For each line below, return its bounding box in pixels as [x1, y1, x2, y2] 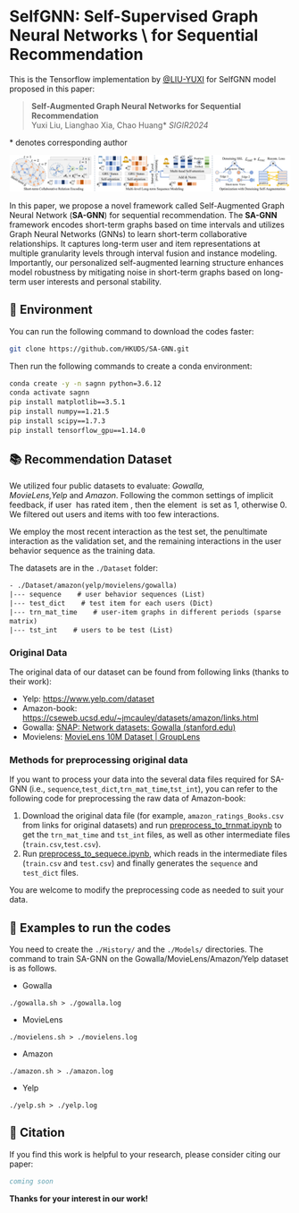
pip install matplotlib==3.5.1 [9, 398, 126, 407]
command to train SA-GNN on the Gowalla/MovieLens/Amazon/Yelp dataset [9, 954, 289, 964]
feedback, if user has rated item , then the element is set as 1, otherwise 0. [9, 499, 287, 510]
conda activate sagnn [9, 388, 90, 397]
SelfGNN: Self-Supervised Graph [9, 6, 259, 27]
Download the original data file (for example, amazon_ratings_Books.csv [21, 810, 284, 821]
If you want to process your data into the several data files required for [9, 774, 270, 785]
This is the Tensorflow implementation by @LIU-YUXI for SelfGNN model [9, 73, 277, 84]
